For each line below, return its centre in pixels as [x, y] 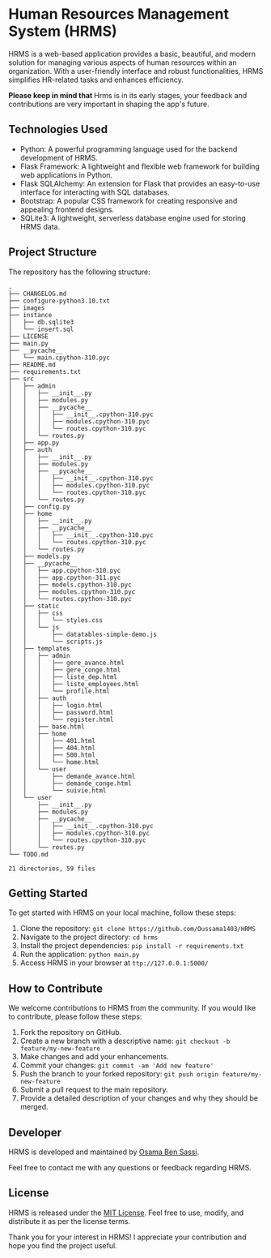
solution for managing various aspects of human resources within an [123, 62]
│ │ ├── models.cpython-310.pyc [70, 585]
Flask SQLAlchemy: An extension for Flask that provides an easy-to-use [140, 183]
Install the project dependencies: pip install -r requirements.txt [132, 946]
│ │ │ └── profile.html [59, 691]
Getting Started [48, 893]
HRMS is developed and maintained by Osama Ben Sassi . [104, 1152]
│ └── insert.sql [41, 329]
